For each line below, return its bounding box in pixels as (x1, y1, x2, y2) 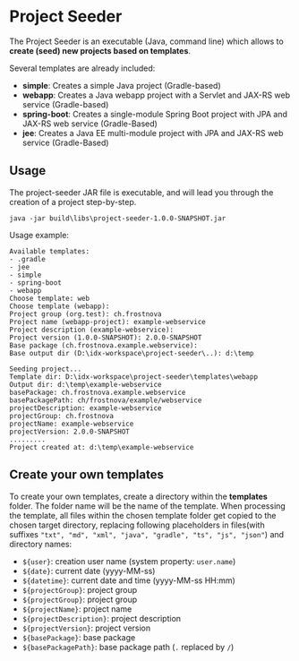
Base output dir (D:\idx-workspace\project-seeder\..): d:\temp (9, 348, 254, 357)
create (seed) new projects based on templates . (9, 45, 191, 56)
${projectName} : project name (21, 603, 132, 614)
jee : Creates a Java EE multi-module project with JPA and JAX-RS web (21, 127, 284, 138)
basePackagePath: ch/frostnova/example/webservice (9, 396, 202, 405)
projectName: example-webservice (9, 419, 134, 428)
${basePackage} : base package (21, 631, 136, 642)
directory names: (9, 538, 73, 549)
